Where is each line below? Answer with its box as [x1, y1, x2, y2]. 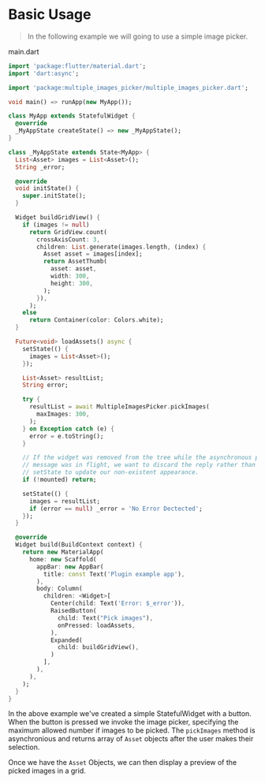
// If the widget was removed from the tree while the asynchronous [22, 453, 252, 462]
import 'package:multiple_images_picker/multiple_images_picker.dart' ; [8, 84, 248, 91]
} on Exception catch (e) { [22, 424, 114, 433]
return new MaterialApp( [22, 548, 104, 557]
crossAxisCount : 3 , [36, 235, 101, 244]
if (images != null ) [22, 221, 90, 229]
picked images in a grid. [8, 766, 86, 776]
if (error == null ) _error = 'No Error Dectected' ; [28, 505, 203, 513]
